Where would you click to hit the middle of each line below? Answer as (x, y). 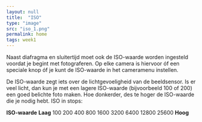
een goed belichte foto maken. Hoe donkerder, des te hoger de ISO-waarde (100, 95)
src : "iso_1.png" (28, 29)
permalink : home (27, 34)
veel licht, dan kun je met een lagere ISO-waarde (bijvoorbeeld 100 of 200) (99, 88)
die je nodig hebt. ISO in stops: (44, 101)
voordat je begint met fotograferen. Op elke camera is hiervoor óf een (93, 63)
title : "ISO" (24, 18)
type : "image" (24, 23)
